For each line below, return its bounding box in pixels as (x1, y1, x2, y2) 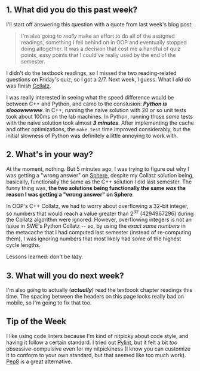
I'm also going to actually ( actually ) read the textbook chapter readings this (6, 286, 193, 294)
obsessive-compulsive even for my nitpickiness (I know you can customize (6, 345, 191, 352)
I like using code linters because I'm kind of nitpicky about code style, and (6, 332, 189, 339)
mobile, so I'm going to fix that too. (6, 299, 92, 306)
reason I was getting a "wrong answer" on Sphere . (6, 191, 134, 198)
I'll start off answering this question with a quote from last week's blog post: (6, 20, 193, 28)
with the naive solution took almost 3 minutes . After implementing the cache (6, 119, 194, 126)
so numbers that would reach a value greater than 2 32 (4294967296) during (6, 209, 194, 217)
